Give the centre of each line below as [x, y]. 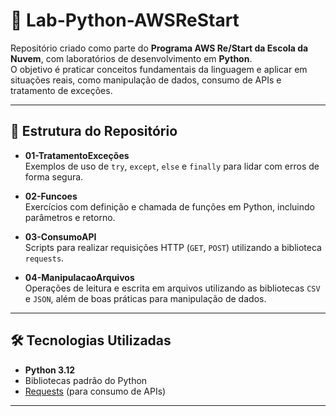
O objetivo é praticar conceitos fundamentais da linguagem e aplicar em [159, 69]
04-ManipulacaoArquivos [79, 277]
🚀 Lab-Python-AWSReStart [125, 20]
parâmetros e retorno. [70, 217]
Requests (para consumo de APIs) [95, 391]
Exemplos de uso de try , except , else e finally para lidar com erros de [172, 166]
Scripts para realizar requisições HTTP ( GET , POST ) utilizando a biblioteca [173, 247]
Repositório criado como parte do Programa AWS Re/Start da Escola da [159, 48]
